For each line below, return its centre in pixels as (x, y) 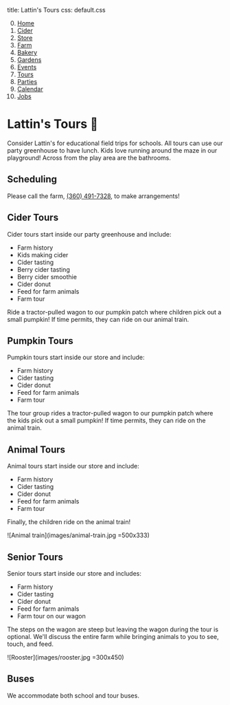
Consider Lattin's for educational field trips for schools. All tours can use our (115, 143)
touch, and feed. (30, 644)
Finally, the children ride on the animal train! (69, 522)
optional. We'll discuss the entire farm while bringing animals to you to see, (113, 637)
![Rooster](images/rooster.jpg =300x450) (66, 657)
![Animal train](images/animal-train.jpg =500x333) (78, 535)
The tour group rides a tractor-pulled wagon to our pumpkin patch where (110, 413)
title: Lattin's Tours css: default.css (56, 10)
